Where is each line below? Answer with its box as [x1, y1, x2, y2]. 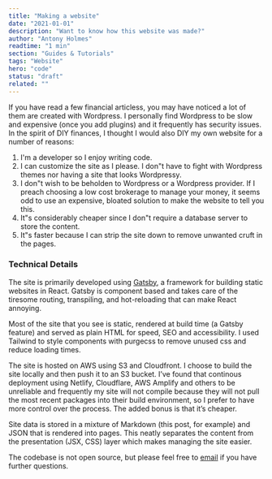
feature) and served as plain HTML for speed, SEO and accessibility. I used [8, 327, 260, 337]
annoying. [8, 303, 42, 313]
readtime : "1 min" [8, 42, 71, 50]
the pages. [19, 239, 57, 248]
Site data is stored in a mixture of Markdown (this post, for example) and [8, 419, 250, 429]
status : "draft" [8, 72, 63, 80]
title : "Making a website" [8, 11, 100, 20]
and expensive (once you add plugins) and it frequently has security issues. [8, 119, 262, 129]
